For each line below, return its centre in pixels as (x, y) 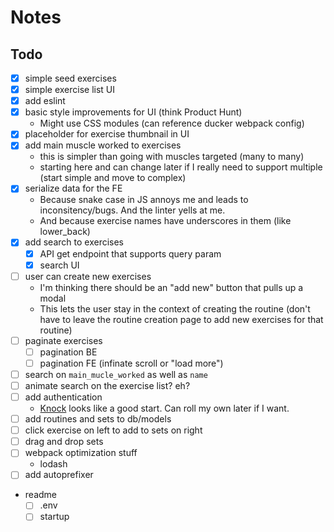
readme (40, 495)
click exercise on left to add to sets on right (113, 430)
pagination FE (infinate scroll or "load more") (131, 363)
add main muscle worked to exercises (103, 145)
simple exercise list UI (70, 90)
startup (54, 517)
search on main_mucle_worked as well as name (116, 374)
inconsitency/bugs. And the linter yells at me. (132, 210)
